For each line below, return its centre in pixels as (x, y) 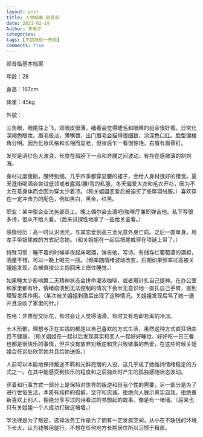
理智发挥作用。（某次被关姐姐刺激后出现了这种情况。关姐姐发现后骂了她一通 (100, 295)
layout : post (23, 12)
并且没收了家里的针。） (34, 303)
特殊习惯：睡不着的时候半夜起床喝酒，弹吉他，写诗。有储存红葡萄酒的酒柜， (101, 252)
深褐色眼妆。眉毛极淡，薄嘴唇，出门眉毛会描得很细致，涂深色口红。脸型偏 (99, 135)
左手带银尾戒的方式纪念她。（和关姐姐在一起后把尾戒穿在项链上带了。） (94, 239)
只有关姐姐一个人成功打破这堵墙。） (50, 407)
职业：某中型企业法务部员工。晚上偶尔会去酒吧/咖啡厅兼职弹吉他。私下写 (97, 212)
